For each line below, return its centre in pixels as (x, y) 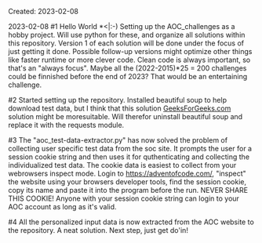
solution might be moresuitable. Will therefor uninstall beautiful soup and (126, 116)
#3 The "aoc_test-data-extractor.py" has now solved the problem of (118, 140)
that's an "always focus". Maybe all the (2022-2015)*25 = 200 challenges (127, 68)
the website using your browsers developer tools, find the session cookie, (127, 182)
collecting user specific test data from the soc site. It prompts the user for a (130, 149)
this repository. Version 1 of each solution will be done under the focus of (126, 43)
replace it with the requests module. (66, 125)
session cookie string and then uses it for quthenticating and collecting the (129, 157)
